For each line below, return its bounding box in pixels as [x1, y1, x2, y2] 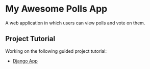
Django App [12, 58, 38, 64]
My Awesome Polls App [5, 3, 108, 15]
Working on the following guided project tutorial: [5, 48, 107, 54]
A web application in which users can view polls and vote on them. [5, 20, 145, 26]
